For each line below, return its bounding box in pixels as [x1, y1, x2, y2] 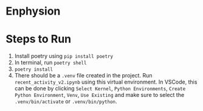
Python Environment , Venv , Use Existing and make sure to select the [14, 91, 185, 99]
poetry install [14, 66, 53, 73]
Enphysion [5, 4, 61, 18]
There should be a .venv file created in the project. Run [14, 72, 153, 79]
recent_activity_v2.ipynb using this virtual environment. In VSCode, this [14, 78, 198, 86]
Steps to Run [5, 32, 71, 46]
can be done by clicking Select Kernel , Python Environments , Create [14, 85, 186, 92]
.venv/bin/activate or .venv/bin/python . [14, 98, 117, 105]
